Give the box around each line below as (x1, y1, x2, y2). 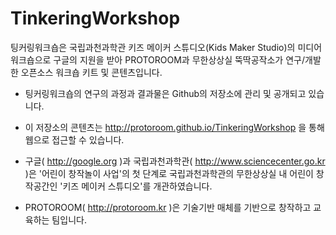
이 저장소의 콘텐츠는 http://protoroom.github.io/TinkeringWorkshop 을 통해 (24, 121, 325, 133)
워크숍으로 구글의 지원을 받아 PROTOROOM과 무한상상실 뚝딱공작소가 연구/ (10, 53, 305, 66)
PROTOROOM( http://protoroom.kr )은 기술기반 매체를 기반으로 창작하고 (24, 201, 312, 213)
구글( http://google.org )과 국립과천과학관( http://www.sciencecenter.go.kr (24, 155, 326, 167)
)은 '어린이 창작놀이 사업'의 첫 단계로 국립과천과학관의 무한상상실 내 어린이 (24, 167, 314, 179)
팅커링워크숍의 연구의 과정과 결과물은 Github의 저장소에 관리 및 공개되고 (24, 87, 307, 99)
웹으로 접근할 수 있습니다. (24, 133, 125, 146)
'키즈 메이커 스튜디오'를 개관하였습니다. (59, 180, 213, 192)
